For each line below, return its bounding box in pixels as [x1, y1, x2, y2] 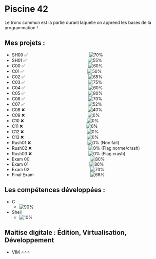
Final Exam [11, 172, 34, 178]
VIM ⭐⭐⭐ [11, 249, 30, 255]
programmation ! [4, 24, 38, 30]
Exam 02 [11, 166, 30, 172]
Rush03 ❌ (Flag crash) [11, 150, 126, 157]
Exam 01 [11, 161, 29, 167]
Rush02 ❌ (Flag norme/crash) [11, 145, 140, 151]
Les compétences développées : [4, 186, 105, 194]
